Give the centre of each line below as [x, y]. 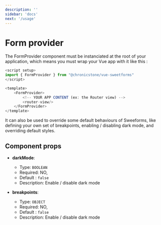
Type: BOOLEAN [33, 167]
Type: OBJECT [32, 202]
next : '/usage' [20, 19]
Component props [33, 146]
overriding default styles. [30, 131]
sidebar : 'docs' [21, 14]
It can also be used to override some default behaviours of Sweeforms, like [80, 121]
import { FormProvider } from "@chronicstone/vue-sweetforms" [70, 75]
